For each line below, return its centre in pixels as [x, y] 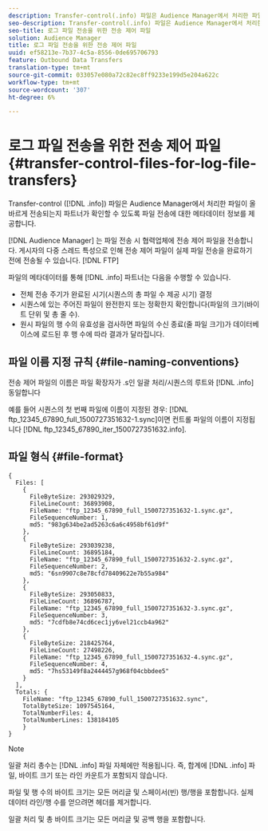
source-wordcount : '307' [49, 90]
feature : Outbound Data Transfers [66, 61]
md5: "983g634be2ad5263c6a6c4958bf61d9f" [99, 524]
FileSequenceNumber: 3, [69, 615]
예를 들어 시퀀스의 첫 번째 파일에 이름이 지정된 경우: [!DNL [99, 409]
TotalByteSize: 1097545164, [69, 706]
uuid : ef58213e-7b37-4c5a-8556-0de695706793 [83, 53]
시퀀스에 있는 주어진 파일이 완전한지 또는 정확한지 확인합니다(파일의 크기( [133, 305]
